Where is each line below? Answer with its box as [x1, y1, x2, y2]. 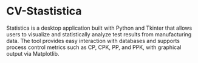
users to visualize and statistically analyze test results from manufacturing [6, 30, 192, 38]
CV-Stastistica [6, 4, 82, 18]
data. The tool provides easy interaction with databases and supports [6, 37, 180, 44]
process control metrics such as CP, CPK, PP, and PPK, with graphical [6, 44, 182, 51]
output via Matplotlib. [6, 50, 60, 57]
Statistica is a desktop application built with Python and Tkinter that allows [6, 24, 193, 31]
